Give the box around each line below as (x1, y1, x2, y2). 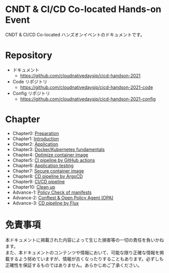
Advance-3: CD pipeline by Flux (12, 200, 79, 206)
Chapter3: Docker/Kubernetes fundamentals (12, 146, 105, 152)
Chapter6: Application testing (12, 162, 74, 169)
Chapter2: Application (12, 141, 59, 147)
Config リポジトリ (12, 90, 50, 96)
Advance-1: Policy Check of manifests (12, 189, 92, 195)
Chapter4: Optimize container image (12, 151, 88, 157)
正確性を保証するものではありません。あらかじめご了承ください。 (5, 262, 142, 268)
